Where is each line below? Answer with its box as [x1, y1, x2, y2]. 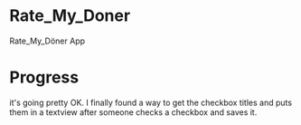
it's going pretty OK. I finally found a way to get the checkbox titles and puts [9, 97, 292, 108]
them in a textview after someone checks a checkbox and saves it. [9, 106, 258, 118]
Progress [9, 67, 80, 88]
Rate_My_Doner [9, 5, 131, 26]
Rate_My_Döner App [9, 35, 86, 46]
